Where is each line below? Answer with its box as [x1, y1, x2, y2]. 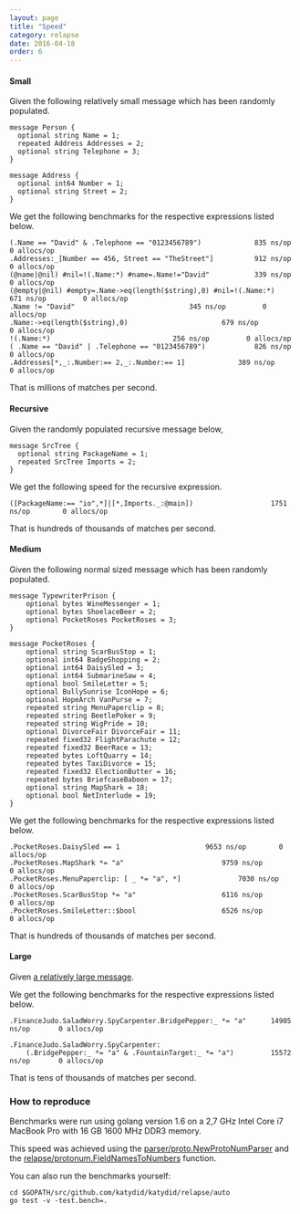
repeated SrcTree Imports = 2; [17, 457, 137, 466]
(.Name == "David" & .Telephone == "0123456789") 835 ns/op [9, 238, 292, 247]
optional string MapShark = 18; [26, 782, 149, 792]
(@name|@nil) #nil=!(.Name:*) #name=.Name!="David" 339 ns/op [9, 270, 292, 279]
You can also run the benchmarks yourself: [9, 1170, 171, 1182]
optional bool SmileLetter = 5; [26, 679, 149, 688]
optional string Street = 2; [17, 187, 129, 196]
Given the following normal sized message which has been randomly [9, 563, 268, 575]
